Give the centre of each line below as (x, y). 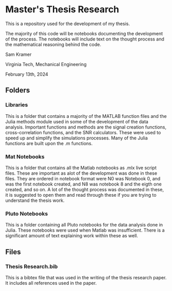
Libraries (17, 105)
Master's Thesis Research (62, 9)
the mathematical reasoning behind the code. (53, 44)
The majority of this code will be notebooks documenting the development (84, 33)
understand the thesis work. (35, 200)
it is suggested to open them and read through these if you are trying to (81, 195)
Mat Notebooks (25, 156)
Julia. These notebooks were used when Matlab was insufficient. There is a (85, 230)
